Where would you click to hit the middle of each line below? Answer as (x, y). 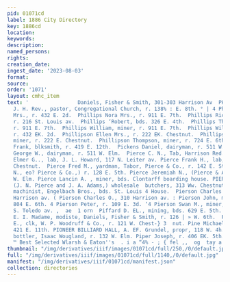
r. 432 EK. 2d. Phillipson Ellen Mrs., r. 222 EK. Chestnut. (104, 134)
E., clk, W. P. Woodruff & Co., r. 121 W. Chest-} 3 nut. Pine (107, 223)
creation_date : (29, 64)
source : (18, 84)
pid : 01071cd (26, 13)
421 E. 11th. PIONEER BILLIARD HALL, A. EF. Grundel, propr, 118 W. (113, 230)
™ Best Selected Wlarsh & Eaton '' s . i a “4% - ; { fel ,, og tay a (118, 243)
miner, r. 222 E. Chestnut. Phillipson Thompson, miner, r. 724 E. (113, 141)
